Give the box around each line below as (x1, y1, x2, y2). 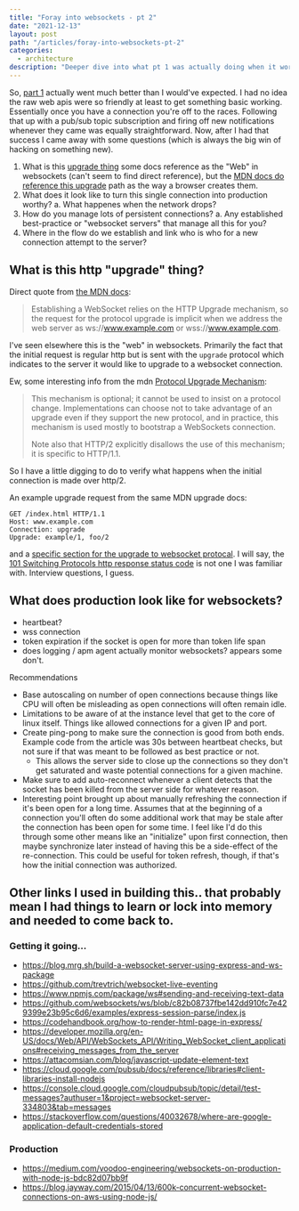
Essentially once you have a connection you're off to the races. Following (9, 106, 278, 117)
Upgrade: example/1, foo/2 (9, 532, 109, 541)
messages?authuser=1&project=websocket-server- (21, 1093, 211, 1103)
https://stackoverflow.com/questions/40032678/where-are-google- (21, 1111, 272, 1122)
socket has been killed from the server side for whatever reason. (21, 784, 260, 794)
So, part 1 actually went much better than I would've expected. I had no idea (9, 86, 287, 98)
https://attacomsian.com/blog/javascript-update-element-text (21, 1054, 249, 1065)
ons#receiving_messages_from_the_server (21, 1045, 180, 1056)
